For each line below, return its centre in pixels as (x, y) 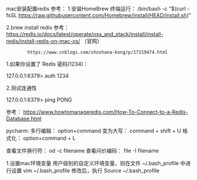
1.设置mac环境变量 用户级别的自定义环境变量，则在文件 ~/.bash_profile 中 (96, 163)
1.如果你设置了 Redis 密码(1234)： (47, 64)
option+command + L (49, 138)
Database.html (24, 119)
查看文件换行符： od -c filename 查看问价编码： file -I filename (83, 150)
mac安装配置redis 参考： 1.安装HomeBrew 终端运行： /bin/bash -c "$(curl (96, 9)
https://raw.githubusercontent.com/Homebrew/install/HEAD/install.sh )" (105, 15)
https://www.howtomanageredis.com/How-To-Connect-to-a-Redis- (105, 112)
